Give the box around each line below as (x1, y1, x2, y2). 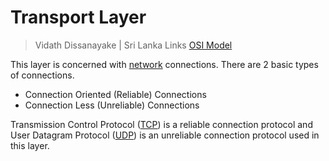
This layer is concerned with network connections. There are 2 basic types (10, 58, 319, 70)
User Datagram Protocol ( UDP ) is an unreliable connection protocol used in (10, 129, 320, 141)
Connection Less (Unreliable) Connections (24, 99, 200, 111)
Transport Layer (10, 6, 147, 29)
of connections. (10, 69, 75, 81)
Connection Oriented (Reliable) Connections (24, 88, 207, 100)
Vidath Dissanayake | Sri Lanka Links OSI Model (34, 39, 233, 51)
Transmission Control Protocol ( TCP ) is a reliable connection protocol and (10, 118, 313, 130)
